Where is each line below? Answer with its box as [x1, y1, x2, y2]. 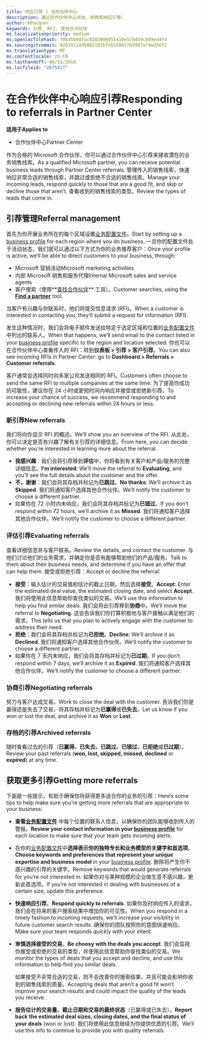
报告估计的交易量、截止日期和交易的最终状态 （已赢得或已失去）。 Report [14, 1006, 193, 1014]
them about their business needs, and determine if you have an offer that [6, 560, 187, 568]
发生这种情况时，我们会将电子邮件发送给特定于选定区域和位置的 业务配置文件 [6, 324, 195, 331]
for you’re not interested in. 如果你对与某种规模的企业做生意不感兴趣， [14, 873, 188, 881]
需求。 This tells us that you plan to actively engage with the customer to [14, 617, 193, 624]
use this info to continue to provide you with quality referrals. [14, 1027, 165, 1034]
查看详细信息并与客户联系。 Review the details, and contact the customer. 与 [6, 546, 194, 553]
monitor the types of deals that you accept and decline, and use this [14, 954, 184, 962]
